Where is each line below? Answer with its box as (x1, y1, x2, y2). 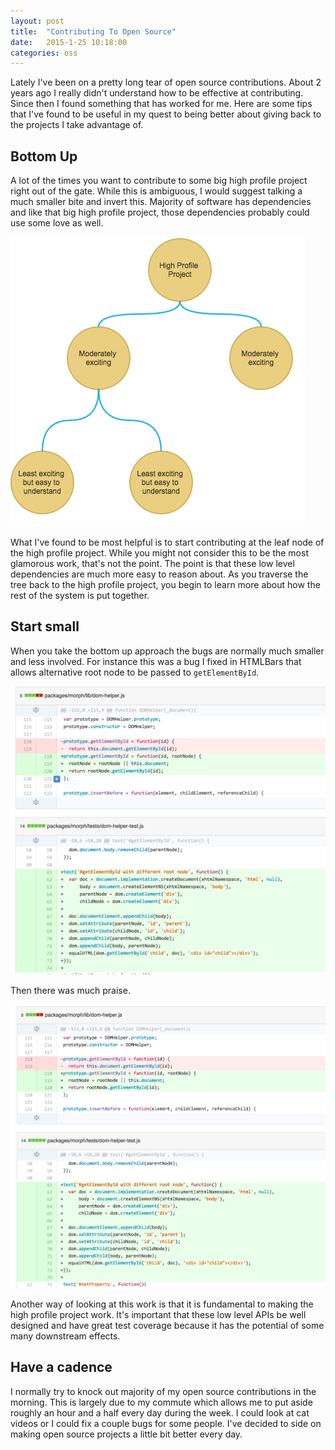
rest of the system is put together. (10, 590, 150, 602)
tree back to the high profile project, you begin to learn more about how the (10, 579, 321, 591)
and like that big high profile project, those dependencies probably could (10, 206, 310, 219)
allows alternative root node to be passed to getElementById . (10, 666, 260, 678)
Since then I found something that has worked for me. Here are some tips (10, 98, 313, 110)
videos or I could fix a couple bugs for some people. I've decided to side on (10, 1417, 322, 1429)
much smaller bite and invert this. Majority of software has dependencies (10, 196, 312, 208)
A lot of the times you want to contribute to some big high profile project (10, 175, 308, 187)
